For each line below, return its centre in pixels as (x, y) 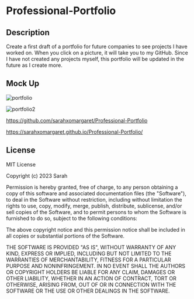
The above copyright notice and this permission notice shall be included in (96, 229)
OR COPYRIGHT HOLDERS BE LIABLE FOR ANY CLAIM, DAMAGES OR (91, 272)
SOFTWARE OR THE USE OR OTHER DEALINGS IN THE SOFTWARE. (88, 291)
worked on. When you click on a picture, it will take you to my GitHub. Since (97, 53)
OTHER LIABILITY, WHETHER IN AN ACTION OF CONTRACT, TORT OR (91, 278)
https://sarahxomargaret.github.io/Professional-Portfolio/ (75, 132)
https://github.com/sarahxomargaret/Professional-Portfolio (77, 120)
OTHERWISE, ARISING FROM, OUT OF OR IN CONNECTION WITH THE (91, 284)
